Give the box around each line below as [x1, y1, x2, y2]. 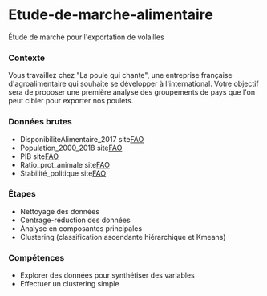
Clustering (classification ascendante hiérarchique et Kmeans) [19, 232, 226, 241]
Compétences [8, 252, 65, 263]
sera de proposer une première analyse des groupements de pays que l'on [8, 87, 256, 97]
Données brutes [8, 116, 72, 128]
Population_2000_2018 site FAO [19, 143, 123, 152]
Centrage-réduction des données [19, 215, 131, 225]
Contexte [8, 52, 46, 63]
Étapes [8, 189, 36, 200]
